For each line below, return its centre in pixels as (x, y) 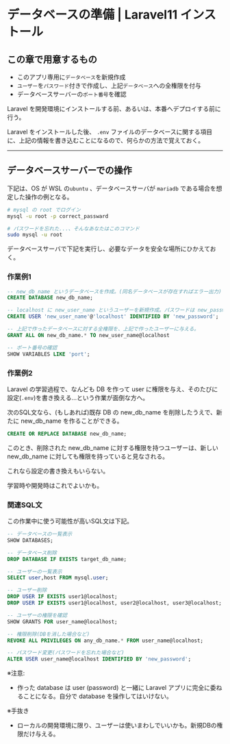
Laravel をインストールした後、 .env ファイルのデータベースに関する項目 (110, 132)
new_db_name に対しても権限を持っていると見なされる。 (88, 456)
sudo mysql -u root (35, 235)
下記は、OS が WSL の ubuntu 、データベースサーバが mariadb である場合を (112, 188)
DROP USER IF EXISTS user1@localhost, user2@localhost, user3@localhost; (115, 603)
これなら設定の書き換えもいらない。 (58, 471)
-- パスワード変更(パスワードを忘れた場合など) (66, 653)
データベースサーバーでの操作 (69, 170)
